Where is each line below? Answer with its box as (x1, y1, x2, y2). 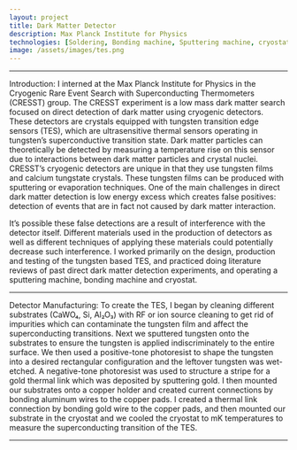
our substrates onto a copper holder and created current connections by (9, 384, 274, 395)
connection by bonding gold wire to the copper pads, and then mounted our (9, 404, 286, 415)
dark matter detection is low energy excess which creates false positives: (9, 191, 277, 202)
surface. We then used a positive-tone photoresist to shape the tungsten (9, 347, 274, 358)
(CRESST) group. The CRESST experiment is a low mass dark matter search (9, 97, 286, 108)
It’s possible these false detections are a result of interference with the (9, 218, 266, 229)
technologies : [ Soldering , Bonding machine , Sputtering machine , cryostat (9, 37, 291, 47)
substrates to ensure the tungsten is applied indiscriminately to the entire (9, 337, 276, 348)
